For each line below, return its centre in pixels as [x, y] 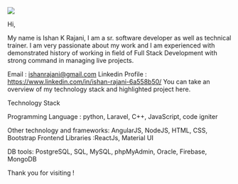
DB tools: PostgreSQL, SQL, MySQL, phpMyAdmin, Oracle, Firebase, [107, 151]
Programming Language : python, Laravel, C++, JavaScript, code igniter [113, 116]
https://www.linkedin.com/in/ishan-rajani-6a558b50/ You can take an [109, 82]
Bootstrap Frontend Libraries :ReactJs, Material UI [81, 138]
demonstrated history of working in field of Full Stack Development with [113, 53]
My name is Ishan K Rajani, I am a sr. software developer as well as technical [119, 38]
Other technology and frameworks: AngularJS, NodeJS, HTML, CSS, [108, 130]
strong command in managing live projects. [71, 61]
